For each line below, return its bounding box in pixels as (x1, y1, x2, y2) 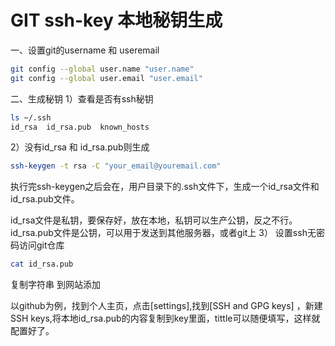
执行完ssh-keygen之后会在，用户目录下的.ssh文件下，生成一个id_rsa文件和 (10, 181, 320, 193)
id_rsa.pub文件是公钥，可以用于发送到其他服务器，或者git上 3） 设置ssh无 (10, 227, 317, 239)
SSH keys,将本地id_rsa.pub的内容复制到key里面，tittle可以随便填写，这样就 (10, 312, 321, 325)
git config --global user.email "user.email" (10, 73, 203, 83)
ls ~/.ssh (10, 112, 52, 123)
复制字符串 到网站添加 (10, 279, 101, 291)
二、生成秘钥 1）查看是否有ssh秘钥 (10, 92, 154, 105)
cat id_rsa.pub (10, 259, 74, 270)
